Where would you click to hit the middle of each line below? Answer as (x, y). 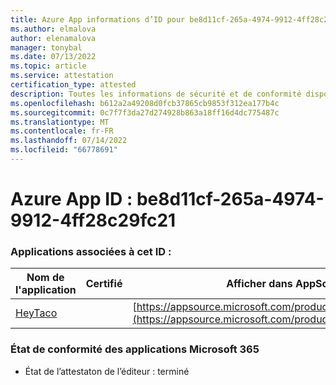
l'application (46, 290)
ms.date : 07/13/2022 (53, 57)
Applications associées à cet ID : (91, 251)
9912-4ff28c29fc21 (93, 220)
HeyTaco (36, 313)
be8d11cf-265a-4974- (230, 199)
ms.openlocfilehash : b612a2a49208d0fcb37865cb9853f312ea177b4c (145, 103)
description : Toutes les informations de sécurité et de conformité (156, 94)
